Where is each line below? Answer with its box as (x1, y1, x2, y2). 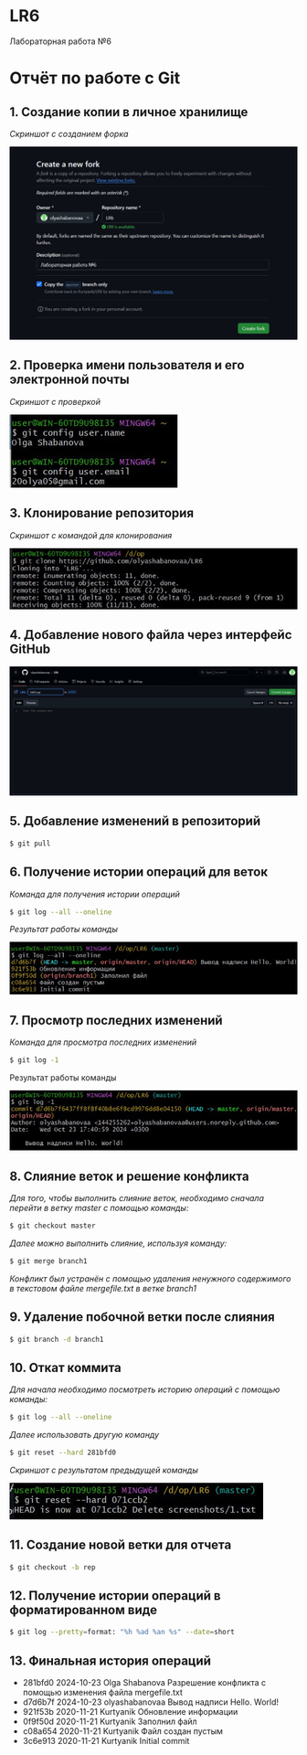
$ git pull (9, 838, 51, 848)
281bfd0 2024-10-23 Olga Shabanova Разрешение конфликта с (22, 1677, 267, 1688)
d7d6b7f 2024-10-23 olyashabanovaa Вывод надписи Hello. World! (22, 1696, 280, 1707)
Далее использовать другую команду (9, 1430, 160, 1441)
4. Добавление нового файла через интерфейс (9, 627, 292, 643)
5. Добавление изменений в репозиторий (9, 814, 261, 829)
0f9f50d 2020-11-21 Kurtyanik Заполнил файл (22, 1716, 198, 1728)
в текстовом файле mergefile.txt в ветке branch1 (9, 1282, 196, 1293)
